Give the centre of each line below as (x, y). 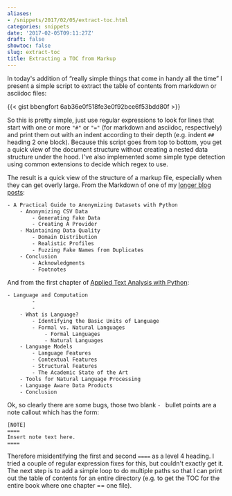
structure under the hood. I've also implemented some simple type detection (116, 157)
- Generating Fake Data (66, 218)
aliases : (20, 14)
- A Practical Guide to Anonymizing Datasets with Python (92, 205)
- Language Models (46, 347)
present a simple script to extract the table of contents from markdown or (112, 86)
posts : (16, 192)
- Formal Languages (72, 334)
